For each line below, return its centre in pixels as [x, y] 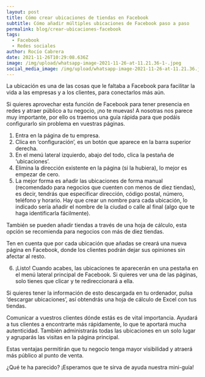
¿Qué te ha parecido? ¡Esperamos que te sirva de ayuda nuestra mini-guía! [100, 367]
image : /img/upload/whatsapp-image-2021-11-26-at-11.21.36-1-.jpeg [94, 63]
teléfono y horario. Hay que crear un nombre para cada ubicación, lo [101, 200]
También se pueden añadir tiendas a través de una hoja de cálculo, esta [97, 225]
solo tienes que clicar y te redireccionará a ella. [74, 281]
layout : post [23, 12]
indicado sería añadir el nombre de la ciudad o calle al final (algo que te [105, 207]
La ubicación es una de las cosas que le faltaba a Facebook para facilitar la [101, 86]
